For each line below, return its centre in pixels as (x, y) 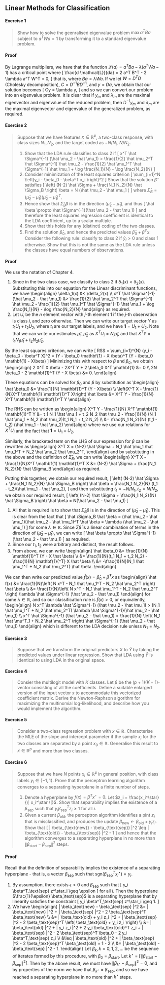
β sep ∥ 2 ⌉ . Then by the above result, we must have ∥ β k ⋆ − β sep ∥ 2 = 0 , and (85, 963)
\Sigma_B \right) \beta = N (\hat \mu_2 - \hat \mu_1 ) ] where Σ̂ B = (91, 191)
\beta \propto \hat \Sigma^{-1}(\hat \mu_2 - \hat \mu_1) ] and (85, 210)
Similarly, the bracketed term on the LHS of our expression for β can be (77, 441)
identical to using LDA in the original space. (61, 660)
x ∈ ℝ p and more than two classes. (53, 750)
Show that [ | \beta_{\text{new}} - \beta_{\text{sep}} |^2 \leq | (87, 828)
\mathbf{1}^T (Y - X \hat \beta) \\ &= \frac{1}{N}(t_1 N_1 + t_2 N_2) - (80, 556)
